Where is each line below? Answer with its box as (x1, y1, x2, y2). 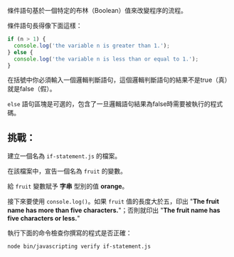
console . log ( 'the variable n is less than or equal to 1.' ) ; (14, 56, 199, 63)
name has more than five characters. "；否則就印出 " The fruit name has (7, 206, 220, 215)
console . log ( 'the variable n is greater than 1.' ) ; (14, 42, 171, 49)
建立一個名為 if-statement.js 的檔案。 (7, 152, 122, 160)
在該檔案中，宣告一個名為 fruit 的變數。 (7, 167, 127, 176)
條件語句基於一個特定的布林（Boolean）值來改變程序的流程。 (7, 6, 187, 14)
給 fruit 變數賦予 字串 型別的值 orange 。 (7, 182, 129, 191)
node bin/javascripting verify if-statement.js (7, 243, 151, 251)
